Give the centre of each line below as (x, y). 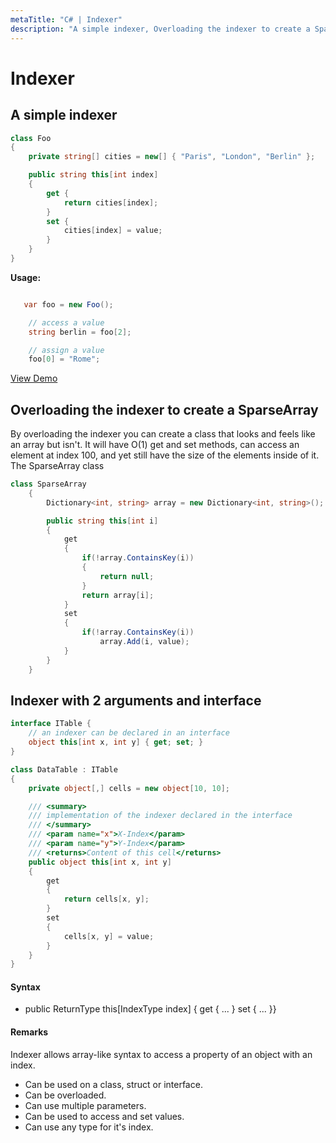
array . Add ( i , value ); (144, 642)
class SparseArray (48, 484)
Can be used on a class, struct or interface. (113, 1084)
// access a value (66, 322)
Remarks (29, 1032)
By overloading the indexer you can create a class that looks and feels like (163, 434)
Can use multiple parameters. (85, 1105)
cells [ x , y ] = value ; (109, 936)
